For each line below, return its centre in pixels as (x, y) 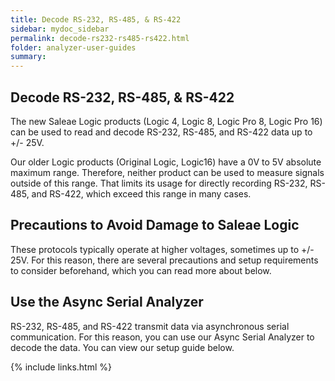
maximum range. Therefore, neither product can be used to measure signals (167, 172)
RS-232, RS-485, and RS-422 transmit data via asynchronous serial (150, 326)
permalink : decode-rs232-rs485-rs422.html (100, 38)
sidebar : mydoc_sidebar (60, 29)
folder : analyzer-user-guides (73, 47)
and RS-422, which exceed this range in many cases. (141, 193)
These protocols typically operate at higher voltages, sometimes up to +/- (162, 249)
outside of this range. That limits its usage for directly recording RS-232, (159, 183)
